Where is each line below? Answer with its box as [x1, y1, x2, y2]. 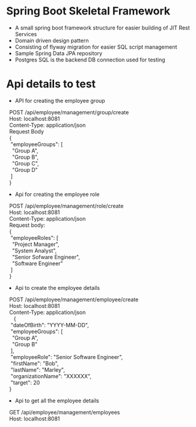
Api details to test [6, 77, 96, 91]
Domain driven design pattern [14, 37, 89, 44]
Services [14, 30, 37, 37]
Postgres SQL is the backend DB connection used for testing [14, 56, 165, 63]
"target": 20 [10, 379, 40, 386]
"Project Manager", [11, 241, 60, 248]
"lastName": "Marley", [10, 366, 65, 373]
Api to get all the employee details [14, 397, 99, 404]
